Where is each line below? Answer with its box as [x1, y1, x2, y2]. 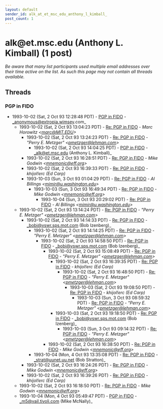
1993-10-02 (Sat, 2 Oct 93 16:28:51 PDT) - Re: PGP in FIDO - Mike [26, 155, 158, 161]
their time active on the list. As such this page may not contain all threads [5, 69, 153, 74]
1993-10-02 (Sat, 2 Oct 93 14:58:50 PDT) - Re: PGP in [41, 238, 148, 243]
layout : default [5, 7, 38, 12]
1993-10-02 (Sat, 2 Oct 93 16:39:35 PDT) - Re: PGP [55, 259, 158, 264]
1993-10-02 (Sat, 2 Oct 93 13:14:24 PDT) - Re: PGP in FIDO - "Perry [19, 207, 154, 212]
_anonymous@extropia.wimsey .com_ [12, 119, 86, 125]
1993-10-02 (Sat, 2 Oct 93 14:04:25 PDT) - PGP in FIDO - [33, 145, 148, 150]
